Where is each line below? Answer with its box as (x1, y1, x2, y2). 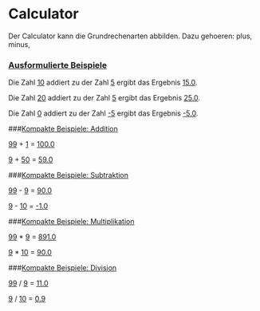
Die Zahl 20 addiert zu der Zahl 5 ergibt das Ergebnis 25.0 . (8, 93, 201, 103)
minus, (8, 39, 30, 49)
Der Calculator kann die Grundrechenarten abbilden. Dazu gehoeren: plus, (8, 31, 253, 41)
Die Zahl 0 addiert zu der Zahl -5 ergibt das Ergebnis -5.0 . (8, 108, 199, 118)
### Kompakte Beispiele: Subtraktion (8, 171, 129, 180)
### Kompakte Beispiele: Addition (8, 124, 118, 134)
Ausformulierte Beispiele (8, 59, 108, 70)
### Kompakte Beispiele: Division (8, 263, 117, 273)
